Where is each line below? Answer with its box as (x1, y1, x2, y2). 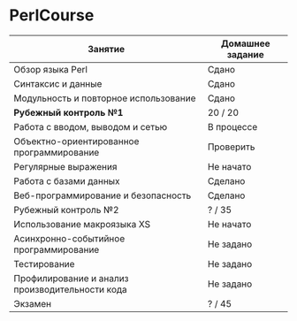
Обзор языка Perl (13, 63, 88, 75)
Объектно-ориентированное (13, 134, 140, 147)
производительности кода (13, 283, 128, 295)
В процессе (207, 120, 258, 133)
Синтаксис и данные (13, 77, 103, 89)
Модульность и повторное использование (13, 92, 196, 104)
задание (226, 48, 265, 60)
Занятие (88, 42, 126, 55)
